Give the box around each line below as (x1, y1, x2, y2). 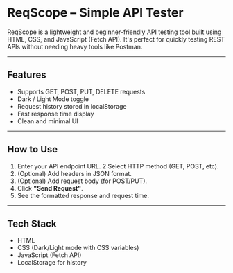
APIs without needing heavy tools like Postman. (7, 42, 143, 51)
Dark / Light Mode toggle (17, 95, 89, 103)
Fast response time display (17, 109, 94, 118)
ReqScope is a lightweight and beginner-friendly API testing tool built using (7, 28, 222, 36)
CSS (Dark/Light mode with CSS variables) (17, 244, 139, 252)
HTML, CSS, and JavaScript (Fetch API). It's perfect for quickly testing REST (7, 35, 225, 43)
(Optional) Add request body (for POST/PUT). (17, 177, 148, 185)
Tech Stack (7, 218, 57, 229)
